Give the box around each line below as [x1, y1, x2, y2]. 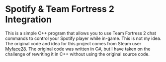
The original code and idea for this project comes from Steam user [5, 40, 142, 46]
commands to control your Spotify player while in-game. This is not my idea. [5, 35, 162, 41]
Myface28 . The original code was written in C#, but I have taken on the [5, 46, 151, 52]
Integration [5, 14, 52, 25]
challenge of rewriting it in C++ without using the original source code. [5, 51, 150, 57]
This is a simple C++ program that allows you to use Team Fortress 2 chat [5, 30, 157, 36]
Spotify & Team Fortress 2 [5, 3, 114, 15]
